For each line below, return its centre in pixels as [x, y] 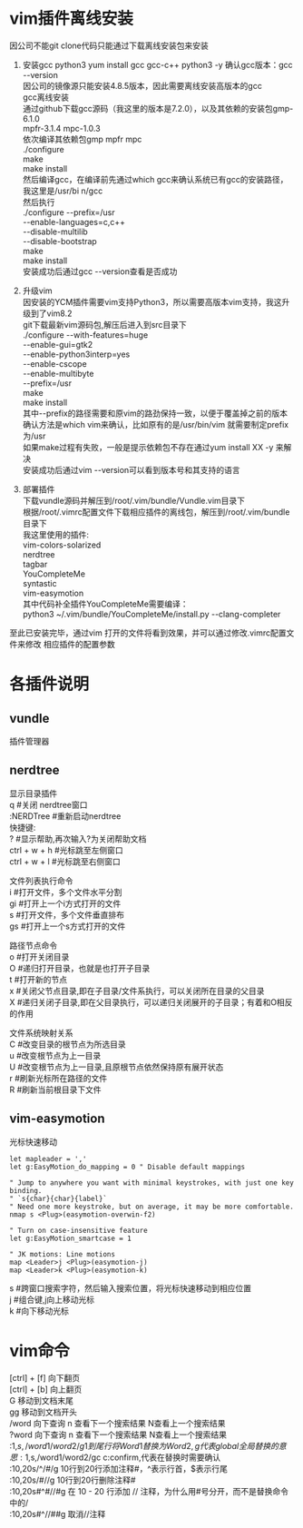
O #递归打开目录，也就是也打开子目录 [80, 968]
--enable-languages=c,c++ [73, 222]
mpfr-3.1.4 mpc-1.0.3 [62, 128]
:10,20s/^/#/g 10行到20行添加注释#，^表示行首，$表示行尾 [119, 1468]
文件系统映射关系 [41, 1032]
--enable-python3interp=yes [76, 354]
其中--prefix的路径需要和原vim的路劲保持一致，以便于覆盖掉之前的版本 [155, 413]
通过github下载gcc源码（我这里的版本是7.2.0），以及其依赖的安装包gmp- [158, 108]
